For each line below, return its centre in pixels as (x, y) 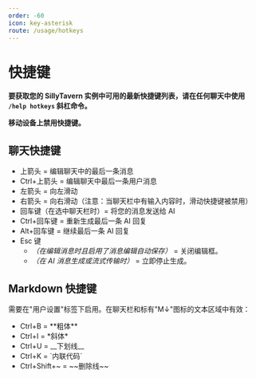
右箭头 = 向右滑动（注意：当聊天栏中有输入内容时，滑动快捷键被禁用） (136, 201)
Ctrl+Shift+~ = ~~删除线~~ (64, 366)
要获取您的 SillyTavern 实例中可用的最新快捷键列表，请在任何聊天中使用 (127, 96)
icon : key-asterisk (41, 23)
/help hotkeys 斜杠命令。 (50, 106)
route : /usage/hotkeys (46, 30)
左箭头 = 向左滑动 (49, 191)
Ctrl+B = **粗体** (49, 326)
